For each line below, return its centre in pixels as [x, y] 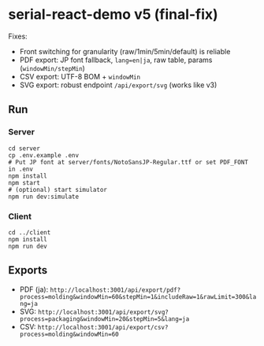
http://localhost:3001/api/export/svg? [104, 312]
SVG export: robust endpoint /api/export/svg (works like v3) [118, 85]
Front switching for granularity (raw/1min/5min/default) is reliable [125, 51]
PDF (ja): [34, 289]
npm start [24, 182]
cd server [24, 148]
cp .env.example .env [44, 155]
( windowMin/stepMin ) [52, 68]
